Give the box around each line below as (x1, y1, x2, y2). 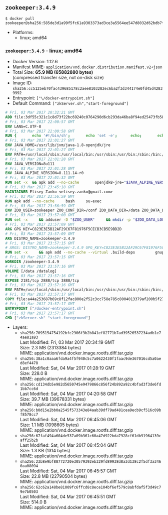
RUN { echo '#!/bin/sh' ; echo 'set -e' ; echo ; (5, 133, 142, 139)
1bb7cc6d (19, 387, 38, 392)
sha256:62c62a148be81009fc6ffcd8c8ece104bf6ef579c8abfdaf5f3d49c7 (19, 485, 161, 490)
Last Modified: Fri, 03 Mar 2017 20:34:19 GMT (19, 339, 115, 345)
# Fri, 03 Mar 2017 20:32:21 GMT (5, 110, 75, 115)
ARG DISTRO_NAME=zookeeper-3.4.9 (5, 236, 75, 241)
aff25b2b (19, 438, 38, 443)
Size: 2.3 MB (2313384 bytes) (19, 345, 81, 351)
